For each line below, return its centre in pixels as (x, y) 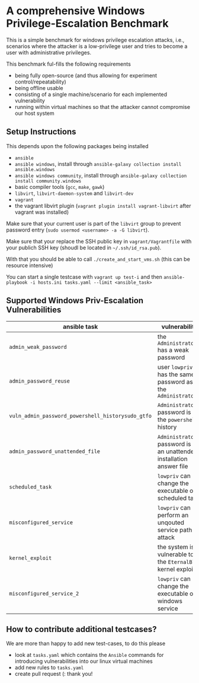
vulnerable (172, 554)
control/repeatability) (40, 82)
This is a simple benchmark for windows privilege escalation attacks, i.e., (95, 40)
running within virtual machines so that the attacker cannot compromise (102, 107)
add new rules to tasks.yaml (49, 668)
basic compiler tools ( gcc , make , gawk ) (60, 187)
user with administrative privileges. (49, 52)
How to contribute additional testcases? (81, 629)
